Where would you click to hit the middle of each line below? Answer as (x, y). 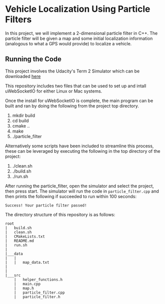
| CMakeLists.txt (25, 236)
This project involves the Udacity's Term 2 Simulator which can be (72, 71)
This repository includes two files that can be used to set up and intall (76, 86)
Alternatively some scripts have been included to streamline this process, (80, 146)
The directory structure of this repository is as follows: (60, 214)
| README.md (20, 241)
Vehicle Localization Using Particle (78, 9)
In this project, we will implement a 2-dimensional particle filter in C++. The (81, 33)
